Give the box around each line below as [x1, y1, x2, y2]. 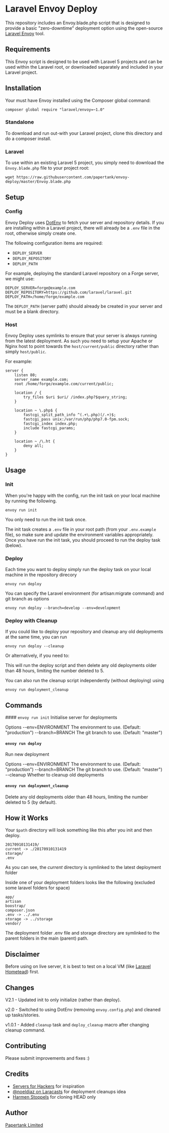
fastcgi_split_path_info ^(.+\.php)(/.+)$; [23, 413, 116, 418]
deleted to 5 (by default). [5, 799, 57, 805]
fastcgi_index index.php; [23, 421, 78, 427]
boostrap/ [5, 903, 26, 909]
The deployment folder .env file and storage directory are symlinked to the [5, 930, 160, 936]
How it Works [5, 814, 48, 822]
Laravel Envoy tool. [5, 30, 45, 36]
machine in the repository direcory [5, 572, 77, 578]
